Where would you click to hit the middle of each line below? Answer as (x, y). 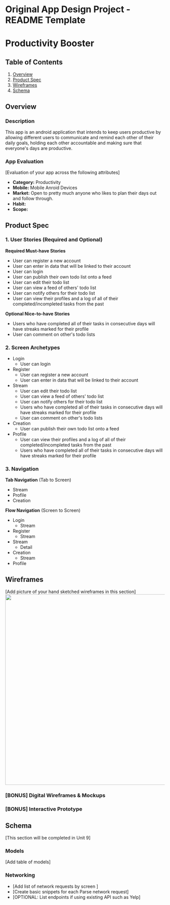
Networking (20, 875)
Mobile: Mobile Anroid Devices (45, 188)
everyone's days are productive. (39, 148)
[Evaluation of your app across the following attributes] (62, 173)
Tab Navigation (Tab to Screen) (38, 480)
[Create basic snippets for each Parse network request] (71, 892)
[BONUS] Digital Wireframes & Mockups (55, 795)
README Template (46, 20)
